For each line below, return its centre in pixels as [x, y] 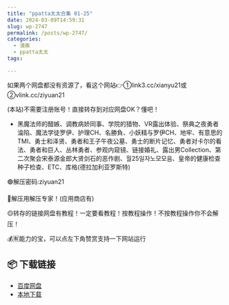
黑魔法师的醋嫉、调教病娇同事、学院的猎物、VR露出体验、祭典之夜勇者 [118, 124]
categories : [24, 39]
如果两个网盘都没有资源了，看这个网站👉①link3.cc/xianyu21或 [97, 85]
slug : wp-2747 [28, 26]
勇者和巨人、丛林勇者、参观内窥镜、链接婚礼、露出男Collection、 [122, 150]
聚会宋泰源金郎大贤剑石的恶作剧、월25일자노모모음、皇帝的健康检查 [125, 158]
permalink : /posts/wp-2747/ [48, 33]
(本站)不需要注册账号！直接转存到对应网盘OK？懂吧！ [83, 109]
